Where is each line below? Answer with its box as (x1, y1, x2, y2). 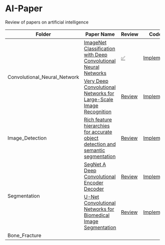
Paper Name (85, 30, 115, 37)
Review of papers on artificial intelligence (5, 19, 89, 25)
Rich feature (83, 116, 112, 123)
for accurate (83, 128, 112, 135)
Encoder (83, 179, 104, 186)
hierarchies (83, 122, 110, 129)
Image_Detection (7, 134, 47, 141)
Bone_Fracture (7, 232, 42, 239)
